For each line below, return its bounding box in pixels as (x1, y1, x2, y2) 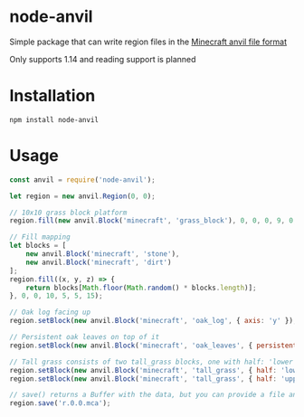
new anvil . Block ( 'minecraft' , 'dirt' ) (25, 258, 172, 267)
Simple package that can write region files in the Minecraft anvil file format (9, 36, 288, 47)
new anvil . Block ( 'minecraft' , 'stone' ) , (25, 250, 180, 259)
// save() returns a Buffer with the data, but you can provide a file (9, 391, 285, 400)
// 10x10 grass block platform (9, 208, 128, 217)
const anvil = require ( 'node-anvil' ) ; (9, 175, 156, 185)
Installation (9, 86, 96, 106)
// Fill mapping (9, 232, 71, 242)
